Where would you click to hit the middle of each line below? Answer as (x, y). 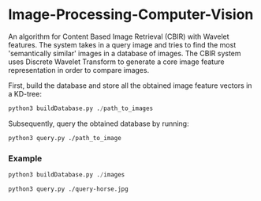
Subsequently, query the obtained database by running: (99, 123)
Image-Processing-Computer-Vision (131, 15)
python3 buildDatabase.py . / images (67, 174)
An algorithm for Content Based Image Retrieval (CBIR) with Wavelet (119, 36)
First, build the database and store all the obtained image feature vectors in (130, 85)
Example (25, 158)
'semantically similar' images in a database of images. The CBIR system (125, 53)
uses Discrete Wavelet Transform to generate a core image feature (116, 62)
